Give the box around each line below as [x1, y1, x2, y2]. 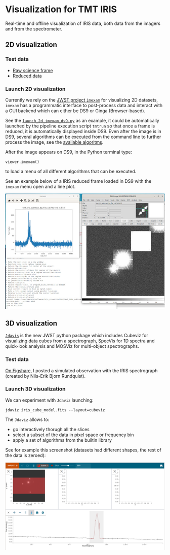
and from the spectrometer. [5, 25, 63, 31]
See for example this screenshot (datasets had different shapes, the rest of [5, 447, 162, 453]
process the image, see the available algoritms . [5, 139, 104, 145]
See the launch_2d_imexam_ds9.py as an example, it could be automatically [5, 117, 159, 123]
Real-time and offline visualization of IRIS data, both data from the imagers [5, 20, 161, 26]
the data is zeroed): [5, 452, 46, 458]
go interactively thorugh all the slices [12, 426, 90, 432]
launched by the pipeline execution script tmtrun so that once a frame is [5, 123, 155, 129]
